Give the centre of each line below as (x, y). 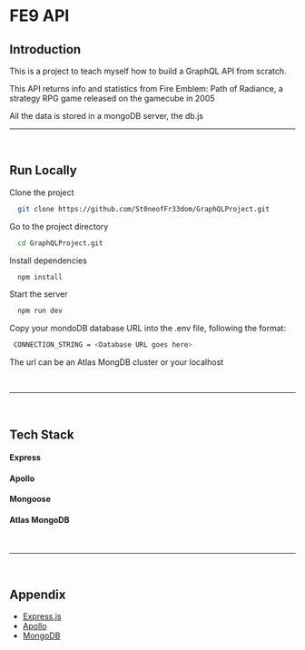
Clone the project (42, 192)
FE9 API (39, 16)
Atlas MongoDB (39, 519)
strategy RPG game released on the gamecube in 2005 (112, 98)
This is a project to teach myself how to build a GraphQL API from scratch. (148, 71)
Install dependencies (49, 261)
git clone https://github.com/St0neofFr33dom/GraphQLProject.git (144, 209)
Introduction (45, 49)
